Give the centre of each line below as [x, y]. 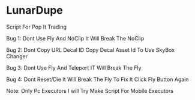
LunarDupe [34, 10]
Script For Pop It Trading [37, 27]
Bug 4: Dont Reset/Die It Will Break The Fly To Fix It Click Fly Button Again [97, 79]
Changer [17, 56]
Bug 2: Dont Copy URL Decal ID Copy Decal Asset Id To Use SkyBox [91, 50]
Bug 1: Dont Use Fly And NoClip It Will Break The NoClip [75, 38]
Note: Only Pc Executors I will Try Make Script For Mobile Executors [90, 90]
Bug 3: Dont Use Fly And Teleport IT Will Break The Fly [74, 68]
